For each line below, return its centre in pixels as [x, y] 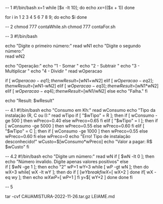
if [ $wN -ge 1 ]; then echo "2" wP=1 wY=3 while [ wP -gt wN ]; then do [77, 167]
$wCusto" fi [17, 147]
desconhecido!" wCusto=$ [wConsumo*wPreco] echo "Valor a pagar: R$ [79, 141]
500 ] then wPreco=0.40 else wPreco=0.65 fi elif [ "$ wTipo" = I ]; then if [85, 120]
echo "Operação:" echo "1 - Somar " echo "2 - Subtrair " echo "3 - [72, 66]
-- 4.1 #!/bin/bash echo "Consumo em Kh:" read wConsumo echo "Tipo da [80, 110]
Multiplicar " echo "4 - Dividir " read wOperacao [54, 71]
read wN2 [15, 56]
